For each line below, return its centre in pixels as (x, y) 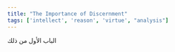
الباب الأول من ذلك (32, 40)
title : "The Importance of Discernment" (68, 14)
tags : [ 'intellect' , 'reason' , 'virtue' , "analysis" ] (88, 20)
